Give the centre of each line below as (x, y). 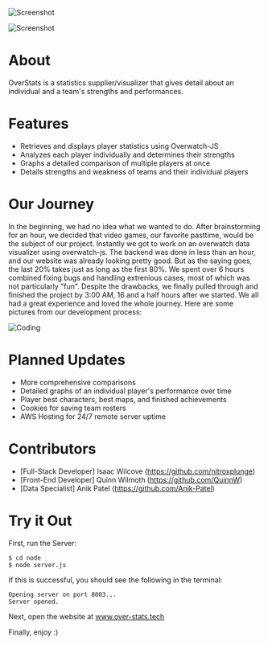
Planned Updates (67, 360)
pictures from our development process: (75, 312)
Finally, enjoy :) (33, 632)
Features (39, 124)
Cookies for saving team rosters (73, 408)
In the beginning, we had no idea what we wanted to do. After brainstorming (134, 226)
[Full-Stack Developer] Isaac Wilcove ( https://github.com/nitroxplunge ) (138, 471)
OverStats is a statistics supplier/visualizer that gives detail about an (122, 82)
